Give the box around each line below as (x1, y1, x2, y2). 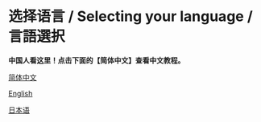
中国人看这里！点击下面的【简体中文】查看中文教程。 (8, 55, 185, 65)
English (8, 88, 33, 98)
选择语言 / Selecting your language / (8, 7, 253, 26)
